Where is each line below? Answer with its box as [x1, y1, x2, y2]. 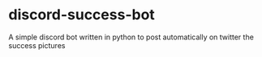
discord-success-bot [8, 6, 156, 24]
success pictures [8, 40, 66, 50]
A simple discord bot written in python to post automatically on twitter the [8, 32, 254, 42]
